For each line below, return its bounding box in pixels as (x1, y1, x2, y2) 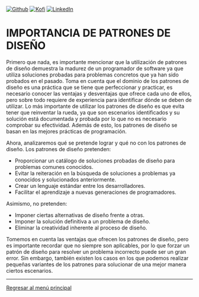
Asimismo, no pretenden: (6, 200, 68, 207)
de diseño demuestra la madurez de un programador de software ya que (6, 65, 184, 72)
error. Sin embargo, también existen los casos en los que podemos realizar (6, 254, 189, 261)
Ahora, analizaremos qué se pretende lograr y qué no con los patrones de (6, 139, 187, 146)
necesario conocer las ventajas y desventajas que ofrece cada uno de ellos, (6, 90, 192, 97)
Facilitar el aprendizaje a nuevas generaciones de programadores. (14, 189, 176, 196)
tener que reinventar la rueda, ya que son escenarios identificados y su (6, 108, 180, 116)
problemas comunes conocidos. (14, 163, 94, 170)
